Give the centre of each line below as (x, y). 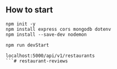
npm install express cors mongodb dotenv (58, 29)
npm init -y (21, 24)
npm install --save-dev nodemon (46, 34)
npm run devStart (27, 45)
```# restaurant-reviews (37, 61)
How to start (29, 10)
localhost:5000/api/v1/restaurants (50, 56)
